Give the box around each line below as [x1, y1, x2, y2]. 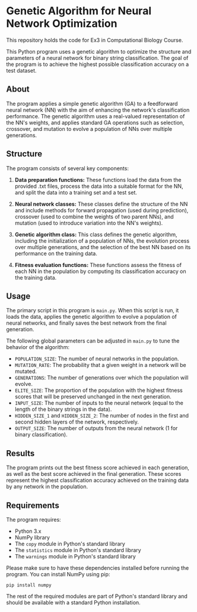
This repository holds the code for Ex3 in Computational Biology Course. [6, 36, 183, 43]
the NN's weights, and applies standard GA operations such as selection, [6, 119, 185, 126]
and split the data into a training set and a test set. [14, 189, 138, 196]
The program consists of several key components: [6, 165, 129, 172]
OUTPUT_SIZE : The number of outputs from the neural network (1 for [14, 425, 178, 432]
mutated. [14, 368, 37, 375]
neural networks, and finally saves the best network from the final [6, 319, 167, 327]
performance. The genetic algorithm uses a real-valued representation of [6, 112, 185, 120]
